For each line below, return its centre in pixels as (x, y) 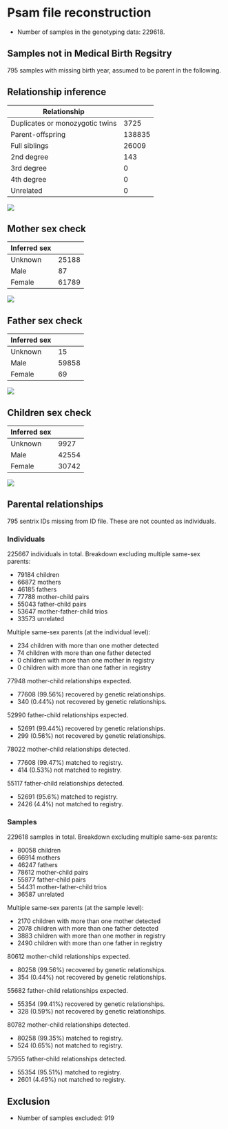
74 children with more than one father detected (84, 653)
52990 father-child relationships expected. (68, 715)
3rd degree (29, 168)
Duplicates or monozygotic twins (64, 123)
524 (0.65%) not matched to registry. (70, 1045)
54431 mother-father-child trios (62, 887)
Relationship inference (57, 92)
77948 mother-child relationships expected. (70, 681)
